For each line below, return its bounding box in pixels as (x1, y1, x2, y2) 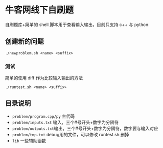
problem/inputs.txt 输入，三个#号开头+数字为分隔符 (12, 119, 119, 125)
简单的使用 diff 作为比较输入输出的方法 (5, 75, 83, 81)
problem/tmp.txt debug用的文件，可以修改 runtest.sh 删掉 (12, 131, 130, 137)
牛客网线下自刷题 (5, 4, 74, 16)
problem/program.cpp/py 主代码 (12, 113, 75, 119)
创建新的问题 (5, 37, 44, 46)
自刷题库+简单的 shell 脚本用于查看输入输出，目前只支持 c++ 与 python (5, 22, 148, 27)
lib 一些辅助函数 (12, 138, 47, 144)
